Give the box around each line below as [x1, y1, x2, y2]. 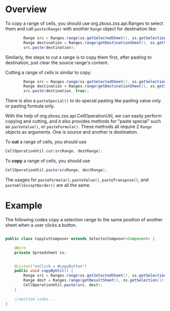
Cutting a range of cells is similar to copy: [5, 69, 92, 75]
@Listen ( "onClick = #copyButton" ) [14, 263, 87, 269]
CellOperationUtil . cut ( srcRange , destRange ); [5, 148, 103, 154]
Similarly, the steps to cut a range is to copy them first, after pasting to [5, 54, 152, 60]
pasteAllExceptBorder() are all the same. [5, 182, 91, 188]
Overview [5, 4, 47, 15]
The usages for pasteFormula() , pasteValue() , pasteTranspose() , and [5, 176, 149, 183]
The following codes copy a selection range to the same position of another [5, 216, 163, 222]
